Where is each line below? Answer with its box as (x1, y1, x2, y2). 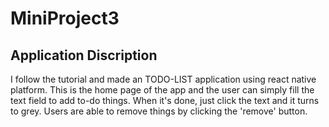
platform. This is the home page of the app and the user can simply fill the (10, 84, 315, 96)
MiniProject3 (10, 7, 120, 30)
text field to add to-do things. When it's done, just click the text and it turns (10, 95, 320, 106)
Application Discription (10, 47, 158, 64)
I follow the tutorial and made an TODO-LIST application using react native (10, 73, 317, 85)
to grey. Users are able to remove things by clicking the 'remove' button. (10, 105, 308, 117)
